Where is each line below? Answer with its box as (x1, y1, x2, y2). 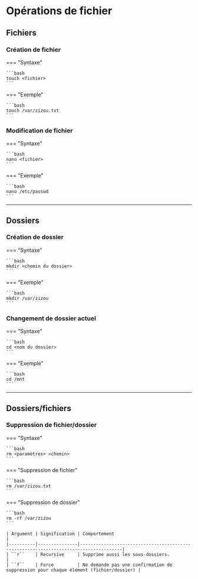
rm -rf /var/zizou (6, 515, 51, 521)
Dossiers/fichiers (6, 403, 72, 413)
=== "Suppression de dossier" (6, 499, 81, 506)
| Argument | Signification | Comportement (6, 531, 115, 536)
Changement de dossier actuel (6, 314, 96, 322)
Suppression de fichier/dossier (6, 421, 97, 429)
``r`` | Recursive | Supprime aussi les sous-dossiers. (11, 551, 170, 557)
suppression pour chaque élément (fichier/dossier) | (6, 567, 141, 573)
